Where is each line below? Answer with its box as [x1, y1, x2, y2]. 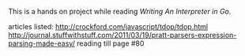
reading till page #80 [76, 39, 145, 48]
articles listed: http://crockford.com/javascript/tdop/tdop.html [8, 22, 208, 31]
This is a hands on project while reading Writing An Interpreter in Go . [8, 7, 232, 16]
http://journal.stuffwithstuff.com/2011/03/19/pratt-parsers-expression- [8, 31, 237, 39]
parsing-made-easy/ [8, 39, 75, 48]
